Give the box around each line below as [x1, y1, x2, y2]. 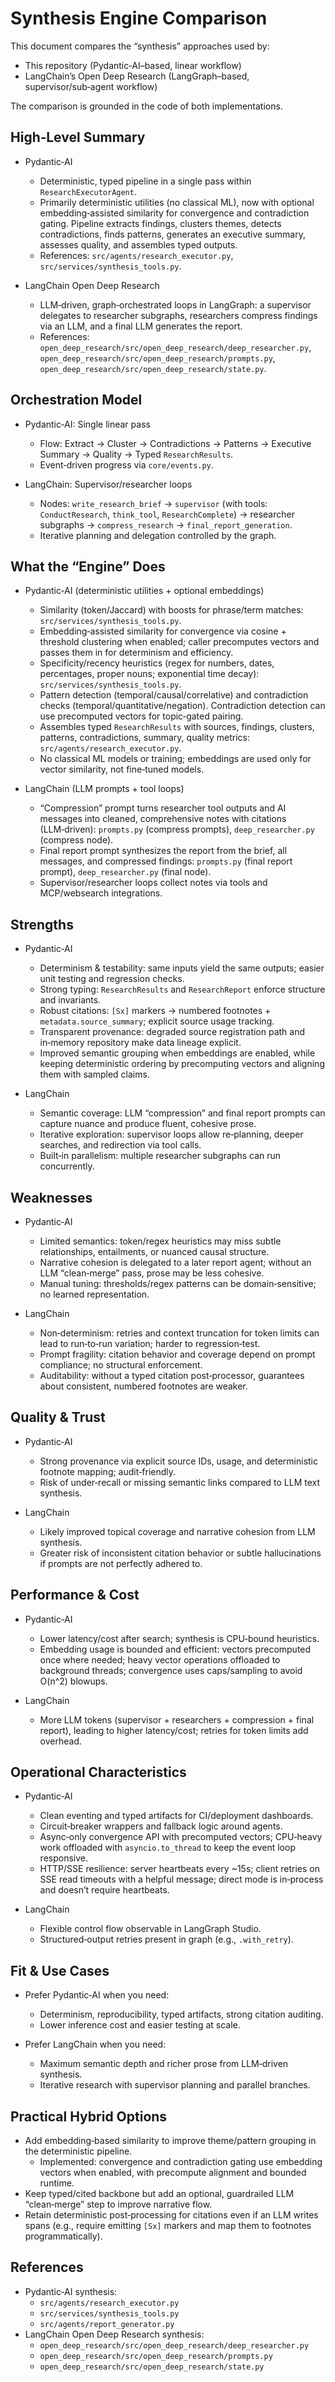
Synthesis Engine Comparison [10, 7, 268, 30]
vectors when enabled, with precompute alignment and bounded [39, 2167, 307, 2179]
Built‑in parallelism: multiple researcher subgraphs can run [39, 1150, 282, 1162]
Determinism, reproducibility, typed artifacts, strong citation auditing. [39, 2008, 324, 2021]
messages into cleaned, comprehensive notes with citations [39, 813, 287, 825]
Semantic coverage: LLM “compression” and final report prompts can [39, 1107, 326, 1119]
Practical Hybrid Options [10, 2108, 168, 2125]
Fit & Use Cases [10, 1962, 110, 1979]
